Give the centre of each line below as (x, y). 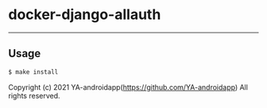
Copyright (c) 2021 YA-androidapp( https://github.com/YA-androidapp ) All (128, 87)
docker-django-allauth (85, 15)
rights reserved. (35, 95)
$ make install (33, 72)
